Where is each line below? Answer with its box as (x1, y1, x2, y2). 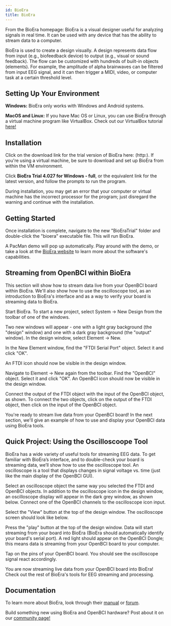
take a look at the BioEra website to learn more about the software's (5, 248, 148, 254)
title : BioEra (5, 12, 36, 17)
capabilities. (5, 254, 31, 260)
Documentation (5, 586, 56, 595)
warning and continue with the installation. (5, 199, 94, 205)
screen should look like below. (5, 514, 69, 520)
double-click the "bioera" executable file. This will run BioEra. (5, 233, 134, 239)
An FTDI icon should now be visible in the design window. (5, 360, 127, 366)
